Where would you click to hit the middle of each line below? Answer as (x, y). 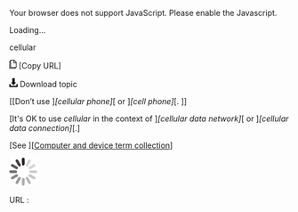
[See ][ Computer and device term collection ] (91, 145)
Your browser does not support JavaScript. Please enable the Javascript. (143, 13)
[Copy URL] (40, 65)
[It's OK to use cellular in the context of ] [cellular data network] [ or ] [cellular (149, 118)
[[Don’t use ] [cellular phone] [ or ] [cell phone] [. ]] (98, 101)
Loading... (28, 30)
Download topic (48, 84)
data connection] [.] (45, 128)
